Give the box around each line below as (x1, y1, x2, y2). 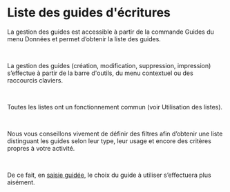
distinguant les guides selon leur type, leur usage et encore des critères (7, 136, 212, 145)
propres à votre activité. (7, 144, 75, 152)
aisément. (7, 178, 36, 186)
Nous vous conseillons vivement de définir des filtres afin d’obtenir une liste (7, 129, 223, 138)
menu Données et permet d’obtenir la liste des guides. (7, 34, 161, 43)
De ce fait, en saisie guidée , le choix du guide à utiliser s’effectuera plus (7, 171, 212, 179)
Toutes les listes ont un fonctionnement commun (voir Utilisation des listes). (7, 103, 223, 111)
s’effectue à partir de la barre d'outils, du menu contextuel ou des (7, 69, 193, 77)
